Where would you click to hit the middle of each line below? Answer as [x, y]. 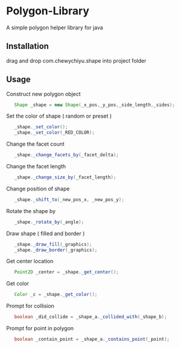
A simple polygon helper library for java [55, 27]
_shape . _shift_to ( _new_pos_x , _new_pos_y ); [69, 199]
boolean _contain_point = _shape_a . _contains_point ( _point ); [92, 339]
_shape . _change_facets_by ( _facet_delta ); [66, 155]
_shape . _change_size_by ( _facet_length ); [65, 177]
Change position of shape [38, 189]
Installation [28, 46]
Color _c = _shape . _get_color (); [56, 295]
